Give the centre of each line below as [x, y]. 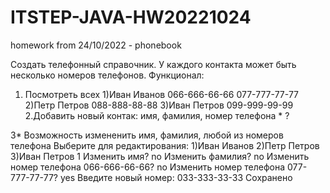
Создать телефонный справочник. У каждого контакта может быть [153, 64]
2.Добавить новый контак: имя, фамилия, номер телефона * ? [157, 115]
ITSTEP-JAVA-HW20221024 [131, 17]
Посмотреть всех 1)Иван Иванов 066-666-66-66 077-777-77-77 [161, 94]
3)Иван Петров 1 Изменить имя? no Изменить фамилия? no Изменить [160, 156]
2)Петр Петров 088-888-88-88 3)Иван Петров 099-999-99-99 [159, 105]
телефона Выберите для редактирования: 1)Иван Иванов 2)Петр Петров [165, 145]
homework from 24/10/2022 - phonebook [96, 45]
